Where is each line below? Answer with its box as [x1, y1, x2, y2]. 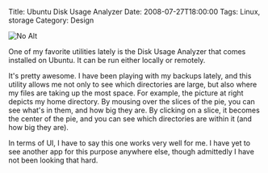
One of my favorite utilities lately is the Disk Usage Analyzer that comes [8, 47, 246, 56]
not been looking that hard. [8, 155, 98, 165]
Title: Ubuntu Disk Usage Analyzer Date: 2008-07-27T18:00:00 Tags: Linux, [8, 7, 261, 16]
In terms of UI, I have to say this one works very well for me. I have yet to [8, 138, 251, 148]
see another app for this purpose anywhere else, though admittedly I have [8, 147, 254, 156]
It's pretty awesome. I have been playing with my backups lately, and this [8, 71, 252, 80]
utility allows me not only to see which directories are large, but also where [8, 80, 258, 89]
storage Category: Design [8, 15, 94, 25]
